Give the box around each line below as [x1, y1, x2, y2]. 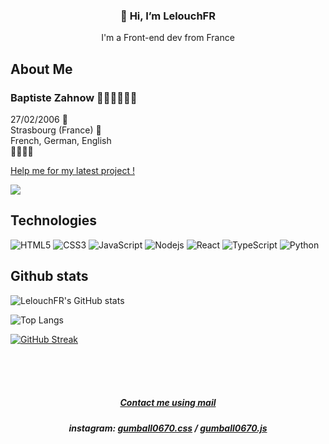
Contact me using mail [119, 397, 217, 409]
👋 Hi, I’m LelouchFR [120, 9, 216, 23]
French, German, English [10, 134, 112, 146]
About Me [10, 60, 73, 78]
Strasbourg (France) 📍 [10, 124, 102, 136]
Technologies [10, 212, 98, 229]
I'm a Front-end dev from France [101, 32, 235, 44]
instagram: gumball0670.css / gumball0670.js [68, 422, 268, 434]
